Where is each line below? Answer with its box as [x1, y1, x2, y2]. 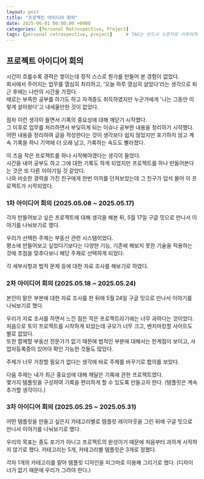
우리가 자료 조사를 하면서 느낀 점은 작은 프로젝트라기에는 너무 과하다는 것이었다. [6, 314, 194, 322]
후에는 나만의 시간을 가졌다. [12, 88, 78, 95]
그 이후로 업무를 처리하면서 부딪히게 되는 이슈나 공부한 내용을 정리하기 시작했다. [6, 123, 194, 131]
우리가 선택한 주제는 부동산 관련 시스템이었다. [6, 235, 114, 242]
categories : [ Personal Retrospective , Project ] [6, 26, 129, 32]
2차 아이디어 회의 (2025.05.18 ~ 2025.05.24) [6, 279, 137, 288]
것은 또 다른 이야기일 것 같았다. [12, 167, 86, 174]
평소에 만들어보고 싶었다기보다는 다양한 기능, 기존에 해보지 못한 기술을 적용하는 [6, 242, 193, 249]
